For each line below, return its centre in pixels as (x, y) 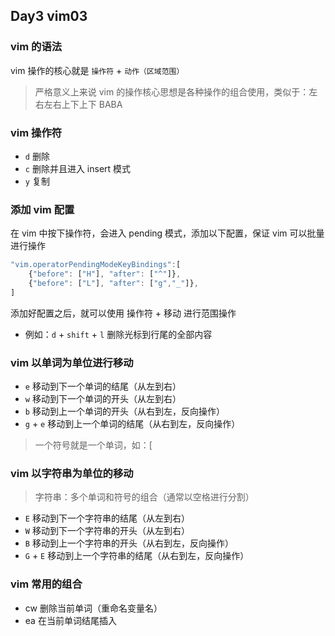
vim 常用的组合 (46, 584)
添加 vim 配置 (42, 209)
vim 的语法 (36, 47)
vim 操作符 (36, 132)
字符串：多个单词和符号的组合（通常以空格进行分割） (144, 497)
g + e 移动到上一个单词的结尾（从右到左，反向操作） (132, 424)
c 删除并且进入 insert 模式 (78, 168)
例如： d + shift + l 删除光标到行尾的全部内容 (118, 334)
